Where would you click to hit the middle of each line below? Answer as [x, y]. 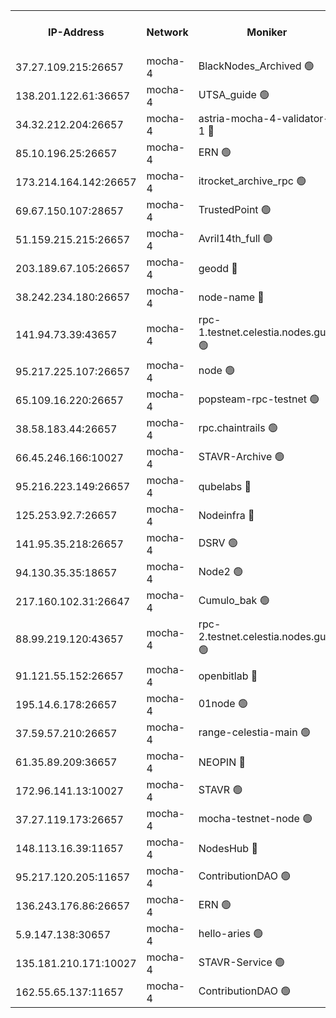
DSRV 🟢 [218, 542]
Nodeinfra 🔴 [226, 515]
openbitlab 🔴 [228, 676]
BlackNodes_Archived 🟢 [256, 66]
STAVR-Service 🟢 [242, 962]
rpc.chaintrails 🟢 [238, 427]
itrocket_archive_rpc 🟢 [252, 181]
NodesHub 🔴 [228, 848]
